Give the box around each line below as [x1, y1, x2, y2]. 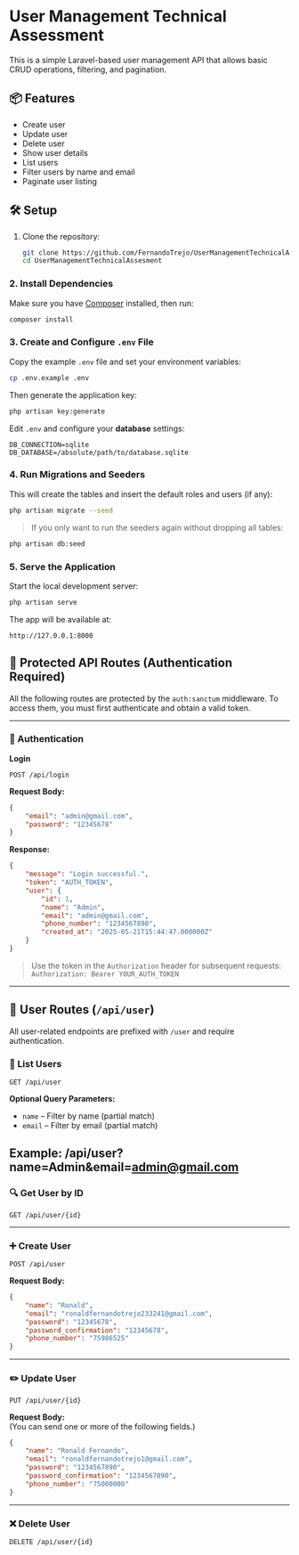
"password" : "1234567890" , [25, 1463, 125, 1472]
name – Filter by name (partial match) [21, 1111, 156, 1121]
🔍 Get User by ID [9, 1187, 85, 1200]
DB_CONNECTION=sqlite [9, 440, 90, 449]
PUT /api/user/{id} [9, 1396, 82, 1404]
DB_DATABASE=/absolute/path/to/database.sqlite [9, 448, 190, 457]
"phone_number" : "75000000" [25, 1479, 129, 1488]
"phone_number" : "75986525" [25, 1334, 129, 1343]
